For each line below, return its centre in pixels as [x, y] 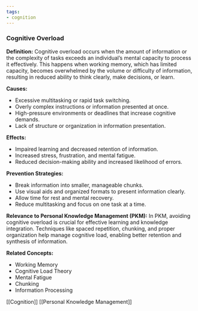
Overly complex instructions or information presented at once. [92, 106]
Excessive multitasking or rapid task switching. [73, 100]
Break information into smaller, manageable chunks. [79, 185]
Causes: [17, 88]
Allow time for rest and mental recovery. [64, 198]
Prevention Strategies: [35, 173]
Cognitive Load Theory [43, 271]
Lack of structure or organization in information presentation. [90, 125]
